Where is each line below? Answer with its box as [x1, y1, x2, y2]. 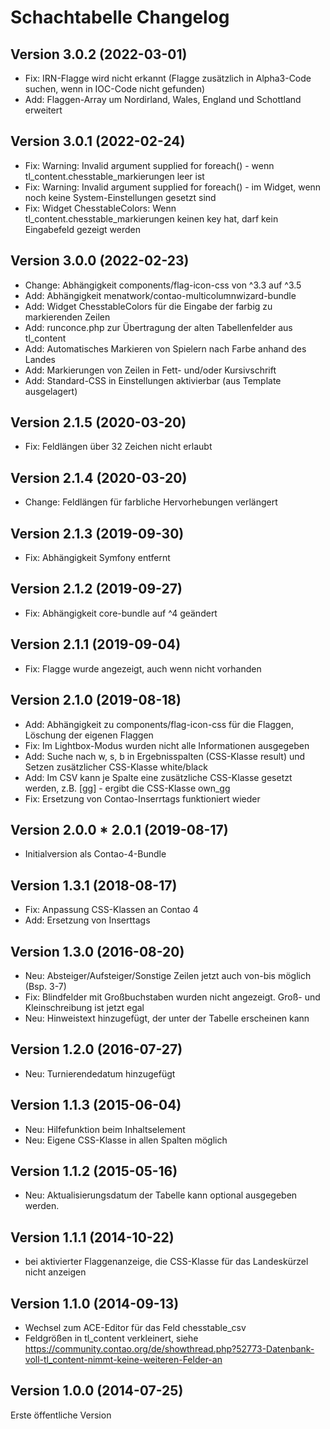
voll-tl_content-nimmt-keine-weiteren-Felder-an [24, 1354, 223, 1365]
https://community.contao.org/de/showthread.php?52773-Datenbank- [24, 1343, 315, 1355]
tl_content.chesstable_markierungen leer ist [24, 170, 205, 182]
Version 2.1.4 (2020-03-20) [10, 469, 188, 486]
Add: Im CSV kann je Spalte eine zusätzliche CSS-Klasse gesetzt [24, 771, 293, 783]
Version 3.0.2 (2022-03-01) [10, 46, 188, 63]
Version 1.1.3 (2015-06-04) [10, 1097, 182, 1114]
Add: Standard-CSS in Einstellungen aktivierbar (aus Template [24, 374, 282, 386]
